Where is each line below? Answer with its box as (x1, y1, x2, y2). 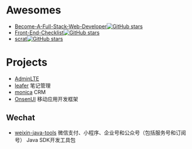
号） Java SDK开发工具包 (14, 136, 76, 143)
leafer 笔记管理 (14, 82, 51, 89)
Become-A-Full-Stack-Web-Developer (14, 23, 107, 30)
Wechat (6, 113, 35, 123)
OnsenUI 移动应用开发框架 (14, 95, 78, 102)
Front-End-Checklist (14, 29, 64, 36)
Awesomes (6, 4, 61, 17)
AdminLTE (14, 75, 39, 82)
